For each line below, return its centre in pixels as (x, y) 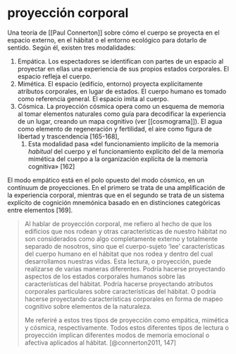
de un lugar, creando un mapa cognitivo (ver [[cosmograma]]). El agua (120, 121)
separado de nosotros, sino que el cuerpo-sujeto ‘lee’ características (125, 246)
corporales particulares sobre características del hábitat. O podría (120, 291)
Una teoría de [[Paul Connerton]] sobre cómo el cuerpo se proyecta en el (113, 33)
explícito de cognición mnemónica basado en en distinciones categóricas (114, 202)
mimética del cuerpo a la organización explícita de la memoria (118, 159)
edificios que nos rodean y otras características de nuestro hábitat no (125, 231)
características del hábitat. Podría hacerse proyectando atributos (119, 283)
